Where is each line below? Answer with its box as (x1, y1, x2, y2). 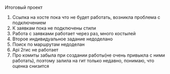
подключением (12, 20, 47, 26)
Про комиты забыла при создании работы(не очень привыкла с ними (12, 52, 165, 58)
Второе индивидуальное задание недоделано (12, 36, 113, 42)
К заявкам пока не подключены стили (12, 25, 96, 31)
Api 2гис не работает (12, 47, 59, 53)
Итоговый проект (5, 5, 43, 10)
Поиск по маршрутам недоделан (12, 41, 85, 47)
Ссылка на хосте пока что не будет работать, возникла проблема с (12, 14, 161, 20)
